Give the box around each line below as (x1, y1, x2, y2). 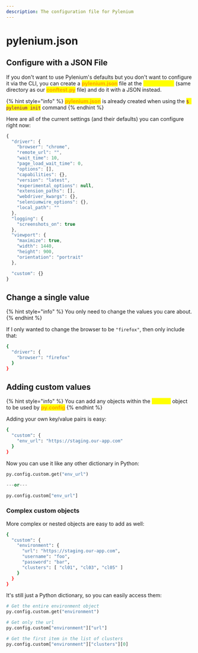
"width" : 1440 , (17, 244, 55, 249)
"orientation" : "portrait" (17, 254, 84, 260)
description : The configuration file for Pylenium (6, 8, 134, 15)
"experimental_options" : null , (17, 183, 94, 188)
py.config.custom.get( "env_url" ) (6, 471, 89, 477)
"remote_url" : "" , (17, 149, 62, 156)
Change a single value (6, 292, 90, 302)
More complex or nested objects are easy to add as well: (6, 520, 145, 527)
